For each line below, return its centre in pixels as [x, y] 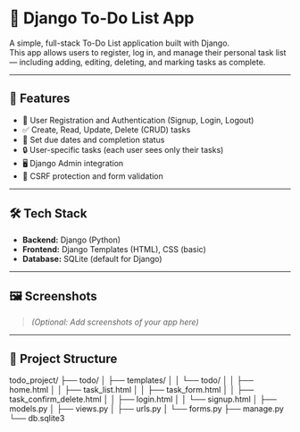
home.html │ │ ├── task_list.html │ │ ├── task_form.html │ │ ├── [132, 390]
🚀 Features [40, 99]
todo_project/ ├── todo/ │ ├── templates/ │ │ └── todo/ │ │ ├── [132, 380]
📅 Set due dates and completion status [93, 140]
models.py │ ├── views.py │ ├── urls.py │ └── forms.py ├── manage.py [146, 409]
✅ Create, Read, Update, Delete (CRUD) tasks [106, 130]
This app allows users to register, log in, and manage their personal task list [148, 52]
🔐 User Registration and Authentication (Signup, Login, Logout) [138, 120]
